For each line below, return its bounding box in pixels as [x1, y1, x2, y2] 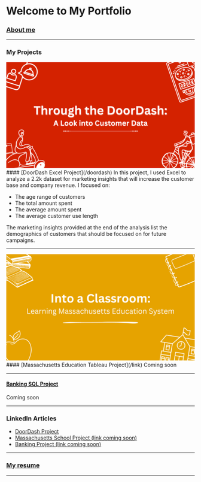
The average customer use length [14, 213, 99, 220]
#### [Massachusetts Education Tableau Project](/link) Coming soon [6, 361, 177, 368]
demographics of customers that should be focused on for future [6, 231, 166, 238]
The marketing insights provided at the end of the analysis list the [6, 224, 167, 231]
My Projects [6, 48, 42, 56]
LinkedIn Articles [6, 414, 57, 423]
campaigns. [6, 237, 35, 244]
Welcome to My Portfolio [6, 4, 132, 18]
